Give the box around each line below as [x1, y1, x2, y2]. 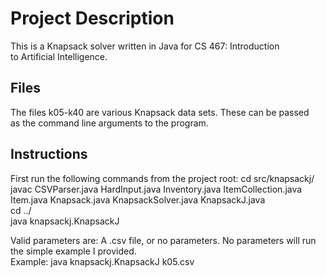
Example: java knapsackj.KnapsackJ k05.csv [10, 255, 195, 267]
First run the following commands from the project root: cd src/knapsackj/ [10, 172, 315, 184]
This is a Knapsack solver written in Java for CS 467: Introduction [10, 40, 280, 52]
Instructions [10, 146, 88, 163]
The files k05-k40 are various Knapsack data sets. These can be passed [10, 106, 310, 118]
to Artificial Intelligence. [10, 50, 108, 62]
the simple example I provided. [10, 245, 137, 257]
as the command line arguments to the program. [10, 117, 209, 129]
